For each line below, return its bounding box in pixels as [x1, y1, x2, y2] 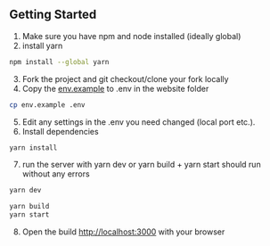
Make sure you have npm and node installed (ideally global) [21, 30, 241, 41]
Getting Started [9, 7, 97, 22]
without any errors [21, 168, 91, 179]
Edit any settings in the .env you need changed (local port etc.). [21, 116, 256, 127]
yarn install [9, 143, 58, 152]
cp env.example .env [9, 100, 86, 110]
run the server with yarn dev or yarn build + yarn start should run [21, 160, 261, 170]
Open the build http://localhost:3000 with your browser [21, 226, 225, 237]
